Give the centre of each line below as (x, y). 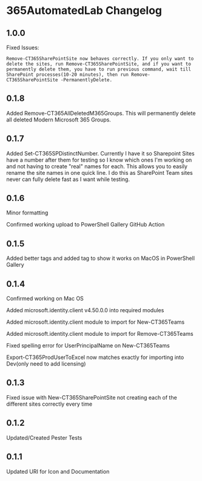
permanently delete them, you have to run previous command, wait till (99, 69)
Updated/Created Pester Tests (44, 437)
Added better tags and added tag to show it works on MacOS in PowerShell (101, 258)
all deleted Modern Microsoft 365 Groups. (59, 120)
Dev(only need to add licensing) (46, 364)
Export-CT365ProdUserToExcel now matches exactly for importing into (95, 357)
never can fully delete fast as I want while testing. (68, 179)
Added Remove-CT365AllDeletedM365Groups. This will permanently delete (101, 113)
